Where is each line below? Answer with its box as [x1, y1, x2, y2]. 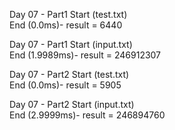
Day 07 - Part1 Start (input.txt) [9, 39, 133, 50]
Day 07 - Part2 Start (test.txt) [9, 69, 130, 80]
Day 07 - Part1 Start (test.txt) [9, 9, 128, 20]
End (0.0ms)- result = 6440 [9, 19, 123, 31]
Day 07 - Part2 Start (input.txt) [9, 99, 135, 110]
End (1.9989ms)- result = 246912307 [9, 49, 162, 61]
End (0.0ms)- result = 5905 [9, 79, 122, 91]
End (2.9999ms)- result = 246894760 [9, 109, 166, 121]
